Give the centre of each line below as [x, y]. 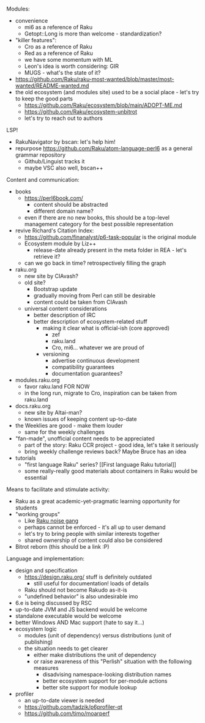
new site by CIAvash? [51, 276]
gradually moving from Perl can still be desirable [95, 295]
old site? [35, 283]
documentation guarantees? [87, 373]
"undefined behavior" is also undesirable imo [81, 596]
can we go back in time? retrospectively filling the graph [95, 263]
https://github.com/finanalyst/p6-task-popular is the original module [110, 237]
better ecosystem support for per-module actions [105, 681]
